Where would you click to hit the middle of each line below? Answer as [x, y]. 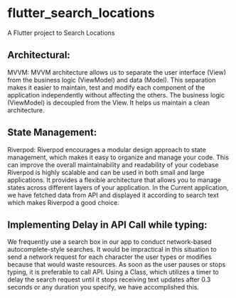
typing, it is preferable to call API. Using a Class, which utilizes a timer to [113, 272]
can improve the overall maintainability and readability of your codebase [113, 164]
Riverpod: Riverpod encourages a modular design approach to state [107, 149]
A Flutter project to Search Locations [61, 33]
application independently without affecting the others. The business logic [116, 95]
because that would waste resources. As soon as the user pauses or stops [117, 265]
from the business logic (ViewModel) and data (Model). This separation [112, 80]
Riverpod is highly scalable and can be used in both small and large [106, 172]
